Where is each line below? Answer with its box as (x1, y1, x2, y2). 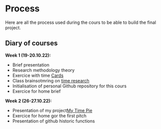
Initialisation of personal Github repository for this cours (12, 83, 127, 89)
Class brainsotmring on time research (12, 77, 89, 83)
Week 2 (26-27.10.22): (5, 98, 52, 104)
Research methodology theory (12, 67, 75, 73)
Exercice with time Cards (12, 72, 64, 78)
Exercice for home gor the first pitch (12, 113, 87, 119)
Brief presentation (12, 62, 50, 67)
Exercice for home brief (12, 88, 61, 94)
